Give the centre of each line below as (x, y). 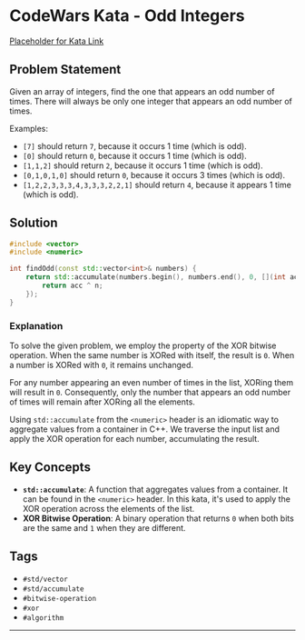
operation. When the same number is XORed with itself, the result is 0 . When (152, 355)
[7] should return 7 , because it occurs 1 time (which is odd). (134, 145)
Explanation (36, 325)
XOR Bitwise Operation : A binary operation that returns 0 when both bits (158, 518)
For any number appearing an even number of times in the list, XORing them (152, 382)
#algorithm (43, 618)
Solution (34, 223)
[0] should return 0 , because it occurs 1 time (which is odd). (134, 155)
